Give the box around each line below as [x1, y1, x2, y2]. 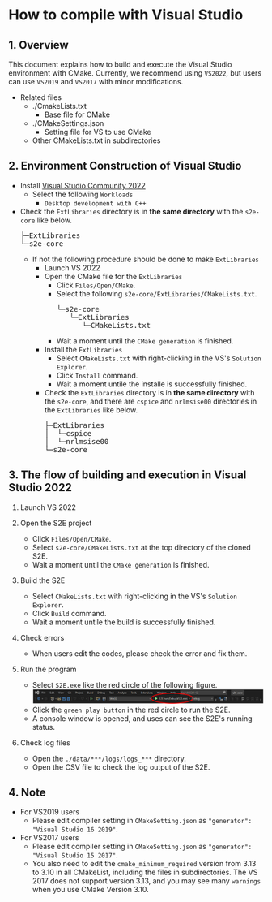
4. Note [8, 786, 46, 799]
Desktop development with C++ [44, 199, 147, 208]
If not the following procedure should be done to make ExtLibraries [32, 254, 260, 264]
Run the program [19, 664, 77, 674]
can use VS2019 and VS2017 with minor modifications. [8, 77, 184, 86]
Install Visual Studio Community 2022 [19, 180, 146, 190]
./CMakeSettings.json [32, 119, 104, 127]
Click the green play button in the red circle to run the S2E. [32, 705, 231, 714]
